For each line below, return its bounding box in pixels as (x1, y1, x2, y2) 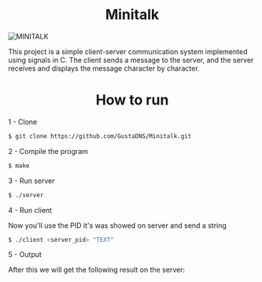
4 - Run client (8, 205, 53, 214)
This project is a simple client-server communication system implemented (8, 46, 248, 56)
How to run (95, 91, 169, 109)
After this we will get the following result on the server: (8, 265, 186, 275)
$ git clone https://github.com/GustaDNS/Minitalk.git (8, 132, 192, 140)
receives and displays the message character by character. (8, 64, 200, 73)
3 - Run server (8, 176, 55, 185)
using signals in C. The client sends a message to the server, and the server (8, 55, 254, 64)
